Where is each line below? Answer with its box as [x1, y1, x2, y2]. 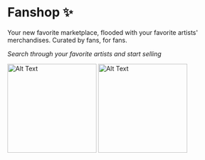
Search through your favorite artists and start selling [7, 49, 162, 58]
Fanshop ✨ [7, 4, 73, 21]
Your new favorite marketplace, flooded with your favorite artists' [7, 28, 198, 36]
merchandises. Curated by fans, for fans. [7, 36, 127, 44]
